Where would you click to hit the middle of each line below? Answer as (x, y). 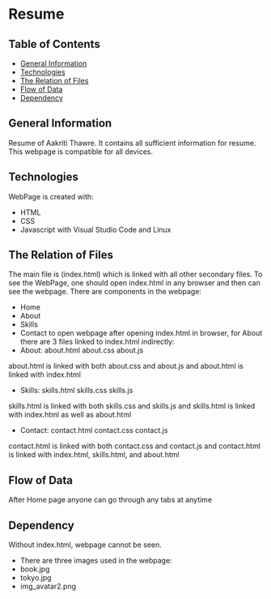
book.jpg (35, 569)
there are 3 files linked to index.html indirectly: (97, 342)
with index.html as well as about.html (70, 415)
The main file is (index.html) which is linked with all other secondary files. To (135, 274)
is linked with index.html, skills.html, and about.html (94, 455)
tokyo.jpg (36, 578)
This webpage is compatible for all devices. (81, 152)
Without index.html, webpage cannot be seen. (85, 545)
